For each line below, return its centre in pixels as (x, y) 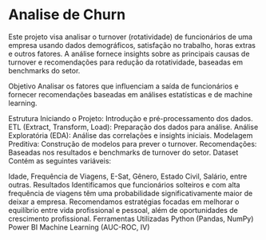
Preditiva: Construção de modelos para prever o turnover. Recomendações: (133, 144)
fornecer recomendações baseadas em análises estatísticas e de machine (131, 94)
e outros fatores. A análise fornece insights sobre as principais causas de (129, 53)
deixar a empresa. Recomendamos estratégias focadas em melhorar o (124, 202)
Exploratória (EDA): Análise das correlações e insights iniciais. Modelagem (131, 135)
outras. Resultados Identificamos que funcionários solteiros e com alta (124, 184)
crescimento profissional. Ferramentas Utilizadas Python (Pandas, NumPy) (131, 218)
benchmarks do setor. (44, 70)
